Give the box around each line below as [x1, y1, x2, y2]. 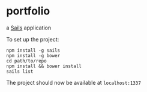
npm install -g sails [6, 47, 61, 54]
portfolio [6, 4, 50, 18]
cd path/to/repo [6, 58, 47, 64]
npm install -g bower [6, 52, 61, 58]
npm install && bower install [6, 63, 82, 69]
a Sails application [6, 24, 52, 31]
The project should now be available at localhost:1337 [6, 79, 141, 86]
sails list [6, 68, 34, 75]
